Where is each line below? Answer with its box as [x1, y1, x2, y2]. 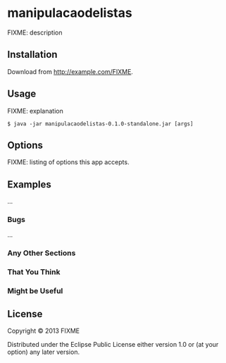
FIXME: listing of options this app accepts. [7, 158, 130, 166]
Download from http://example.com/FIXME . [7, 67, 134, 75]
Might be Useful [7, 286, 63, 296]
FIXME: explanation [7, 106, 63, 115]
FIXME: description [7, 28, 63, 37]
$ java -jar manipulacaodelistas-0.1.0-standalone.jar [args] [7, 120, 194, 128]
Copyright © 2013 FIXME [7, 326, 80, 336]
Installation [7, 49, 58, 61]
